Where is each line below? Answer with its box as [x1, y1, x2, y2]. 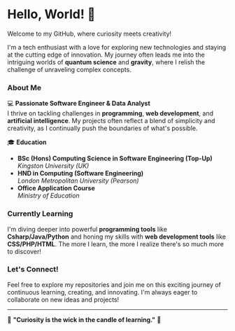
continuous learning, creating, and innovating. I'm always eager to [7, 288, 198, 296]
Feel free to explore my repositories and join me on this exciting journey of [7, 280, 222, 289]
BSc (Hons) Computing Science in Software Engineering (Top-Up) [17, 154, 213, 163]
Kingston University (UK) [17, 162, 90, 170]
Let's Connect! [7, 265, 59, 274]
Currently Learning [7, 209, 73, 219]
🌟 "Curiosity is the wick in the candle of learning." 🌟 [7, 315, 162, 324]
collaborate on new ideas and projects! [7, 295, 120, 304]
